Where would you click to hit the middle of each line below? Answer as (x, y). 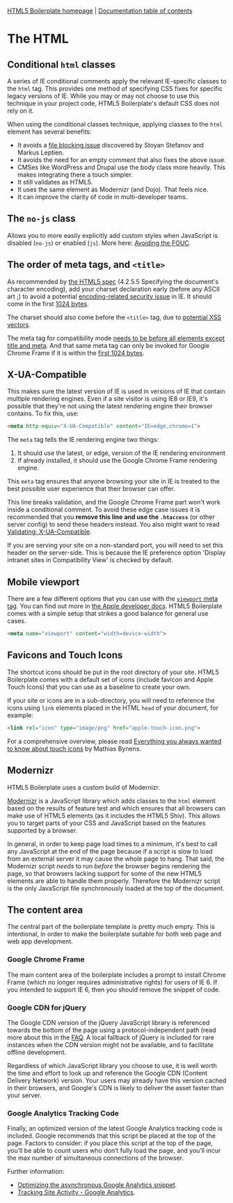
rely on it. (21, 111)
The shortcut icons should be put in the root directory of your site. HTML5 (113, 672)
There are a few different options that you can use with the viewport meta (113, 599)
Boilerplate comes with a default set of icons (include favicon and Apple (110, 679)
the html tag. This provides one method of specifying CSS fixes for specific (115, 88)
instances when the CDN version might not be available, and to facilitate (111, 1044)
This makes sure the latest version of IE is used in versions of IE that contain (116, 391)
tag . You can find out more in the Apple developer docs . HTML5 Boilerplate (115, 606)
